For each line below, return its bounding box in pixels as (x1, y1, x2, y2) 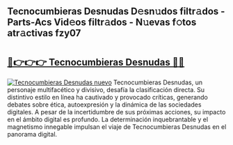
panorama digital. (7, 130, 58, 138)
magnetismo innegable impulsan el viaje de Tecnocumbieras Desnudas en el (7, 123, 227, 131)
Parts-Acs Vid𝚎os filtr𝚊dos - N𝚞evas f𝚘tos (7, 17, 197, 29)
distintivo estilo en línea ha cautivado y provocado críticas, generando (7, 93, 209, 101)
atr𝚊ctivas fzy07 (7, 27, 81, 39)
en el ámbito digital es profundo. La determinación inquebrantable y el (7, 115, 209, 123)
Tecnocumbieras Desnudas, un (113, 78, 203, 86)
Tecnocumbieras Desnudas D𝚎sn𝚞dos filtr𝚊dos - (7, 6, 225, 17)
